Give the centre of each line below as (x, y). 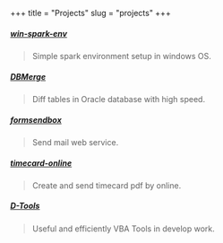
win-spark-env (39, 33)
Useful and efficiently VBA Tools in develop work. (124, 229)
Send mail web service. (75, 142)
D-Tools (25, 206)
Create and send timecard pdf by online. (107, 185)
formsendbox (36, 119)
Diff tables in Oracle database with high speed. (118, 99)
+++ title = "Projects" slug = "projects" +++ (90, 13)
